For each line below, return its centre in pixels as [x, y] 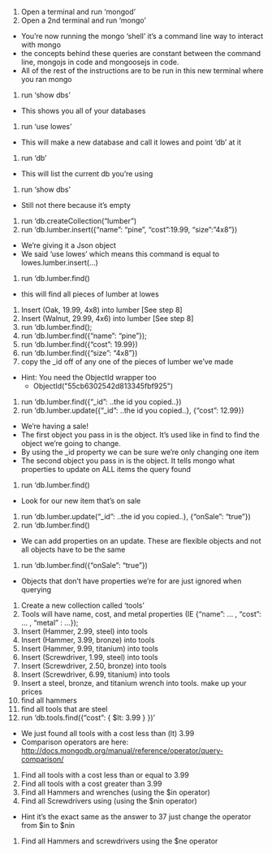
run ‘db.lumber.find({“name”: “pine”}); [84, 336]
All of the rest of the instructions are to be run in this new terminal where [142, 71]
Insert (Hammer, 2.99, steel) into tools [84, 631]
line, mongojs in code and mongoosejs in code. [100, 62]
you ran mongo [46, 79]
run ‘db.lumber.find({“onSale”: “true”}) [84, 565]
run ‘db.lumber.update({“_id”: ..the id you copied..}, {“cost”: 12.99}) [132, 410]
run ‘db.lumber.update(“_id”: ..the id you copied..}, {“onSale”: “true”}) [136, 516]
